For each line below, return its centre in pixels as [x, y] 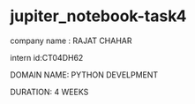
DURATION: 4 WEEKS [49, 92]
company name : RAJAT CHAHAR [71, 41]
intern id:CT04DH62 [47, 57]
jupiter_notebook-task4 [98, 16]
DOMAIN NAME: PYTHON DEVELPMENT [84, 74]
